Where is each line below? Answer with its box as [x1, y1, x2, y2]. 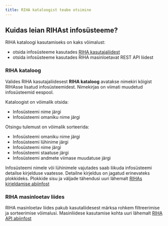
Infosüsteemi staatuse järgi [12, 149, 69, 156]
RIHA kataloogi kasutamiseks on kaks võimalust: [5, 39, 106, 45]
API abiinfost [5, 215, 32, 221]
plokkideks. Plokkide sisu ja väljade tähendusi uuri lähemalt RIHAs [5, 175, 142, 181]
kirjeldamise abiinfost [5, 181, 49, 187]
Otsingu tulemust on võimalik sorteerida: [5, 124, 89, 130]
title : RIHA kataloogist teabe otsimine [5, 7, 92, 13]
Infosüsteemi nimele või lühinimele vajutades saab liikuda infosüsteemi [5, 165, 152, 171]
